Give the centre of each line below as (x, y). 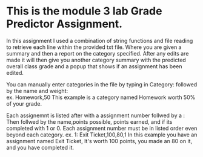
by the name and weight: (37, 91)
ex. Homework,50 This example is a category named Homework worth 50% (101, 97)
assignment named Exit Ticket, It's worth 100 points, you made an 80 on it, (99, 141)
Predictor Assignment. (65, 24)
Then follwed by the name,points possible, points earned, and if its (89, 121)
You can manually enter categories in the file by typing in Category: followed (102, 84)
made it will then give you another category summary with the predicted (96, 60)
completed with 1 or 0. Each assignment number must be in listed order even (102, 128)
